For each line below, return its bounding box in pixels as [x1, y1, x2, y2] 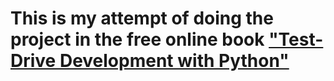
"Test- [268, 28, 324, 51]
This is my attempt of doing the [10, 7, 274, 30]
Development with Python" [59, 50, 290, 72]
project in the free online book [10, 28, 265, 51]
